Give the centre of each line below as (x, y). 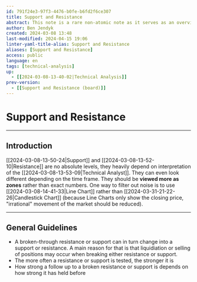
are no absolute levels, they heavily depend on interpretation (118, 166)
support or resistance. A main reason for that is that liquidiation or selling (102, 248)
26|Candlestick (24, 197)
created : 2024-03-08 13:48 (39, 33)
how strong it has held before (50, 273)
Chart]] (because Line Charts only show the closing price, (113, 197)
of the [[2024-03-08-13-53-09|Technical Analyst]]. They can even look (93, 172)
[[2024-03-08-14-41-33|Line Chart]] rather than (64, 191)
